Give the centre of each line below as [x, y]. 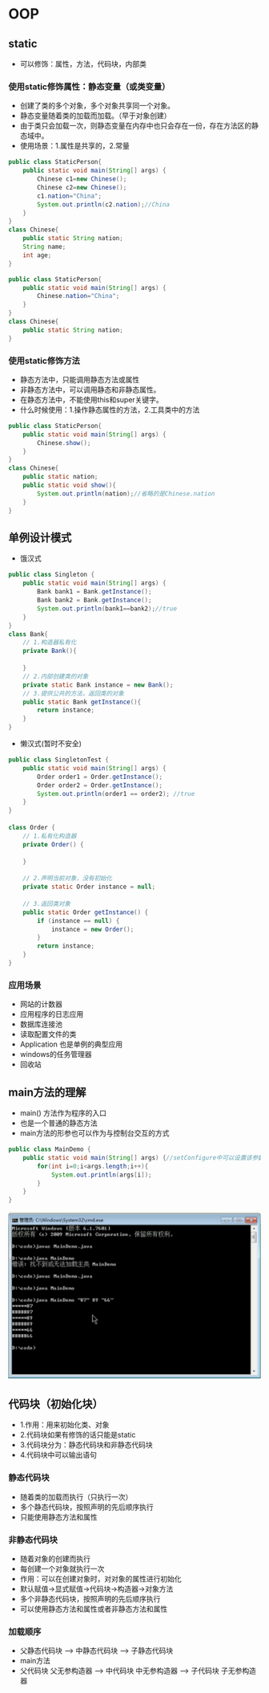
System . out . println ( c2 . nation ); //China [104, 204]
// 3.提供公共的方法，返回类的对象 [73, 693]
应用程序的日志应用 [52, 1014]
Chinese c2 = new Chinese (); [82, 187]
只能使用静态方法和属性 [58, 1517]
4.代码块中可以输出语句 [58, 1455]
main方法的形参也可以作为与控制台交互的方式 [94, 1133]
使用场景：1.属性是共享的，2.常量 [75, 146]
